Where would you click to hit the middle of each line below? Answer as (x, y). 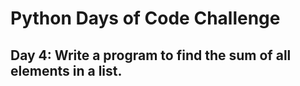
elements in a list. (66, 70)
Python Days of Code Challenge (145, 18)
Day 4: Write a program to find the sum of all (151, 55)
